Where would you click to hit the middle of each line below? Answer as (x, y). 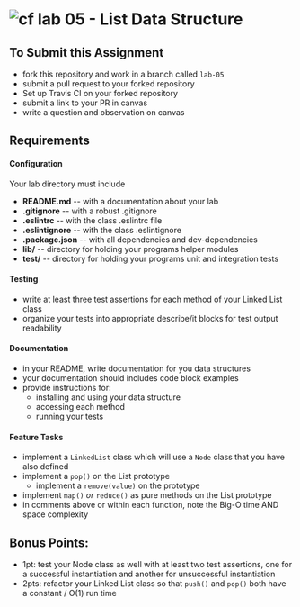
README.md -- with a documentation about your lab (120, 201)
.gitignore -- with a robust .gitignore (89, 211)
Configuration (36, 163)
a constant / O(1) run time (69, 593)
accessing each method (80, 407)
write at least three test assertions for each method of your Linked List (152, 299)
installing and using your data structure (108, 397)
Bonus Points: (49, 543)
